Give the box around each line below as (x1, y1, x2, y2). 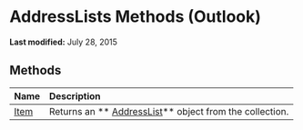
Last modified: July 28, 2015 (9, 36, 118, 47)
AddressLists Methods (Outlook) (9, 6, 262, 27)
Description (48, 89, 102, 102)
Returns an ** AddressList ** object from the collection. (48, 105, 289, 117)
